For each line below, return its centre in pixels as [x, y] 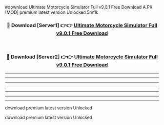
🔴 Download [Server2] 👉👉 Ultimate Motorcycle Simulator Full [82, 57]
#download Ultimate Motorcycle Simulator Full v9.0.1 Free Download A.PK [79, 7]
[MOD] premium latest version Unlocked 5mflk [52, 12]
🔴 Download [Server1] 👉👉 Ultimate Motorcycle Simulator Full [82, 25]
